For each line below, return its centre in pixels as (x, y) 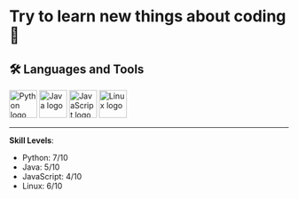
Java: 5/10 (41, 167)
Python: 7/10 (45, 158)
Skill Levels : (32, 140)
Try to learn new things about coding (148, 16)
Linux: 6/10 (42, 186)
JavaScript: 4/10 (52, 176)
